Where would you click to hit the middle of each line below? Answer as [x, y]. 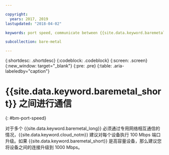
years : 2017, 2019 [29, 19]
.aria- [118, 66]
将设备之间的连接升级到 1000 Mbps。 [44, 147]
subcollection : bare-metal [33, 42]
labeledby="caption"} [27, 71]
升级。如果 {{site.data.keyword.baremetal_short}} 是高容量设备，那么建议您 [83, 141]
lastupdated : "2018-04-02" [33, 24]
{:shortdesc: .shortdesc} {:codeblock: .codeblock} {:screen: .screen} [76, 60]
